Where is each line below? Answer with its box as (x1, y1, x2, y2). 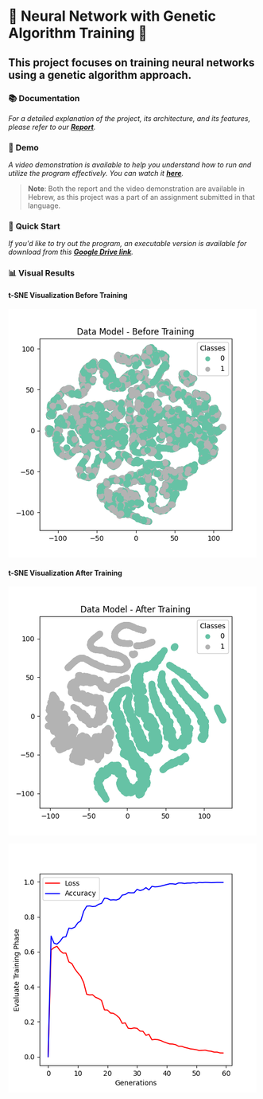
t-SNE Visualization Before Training (8, 290, 128, 299)
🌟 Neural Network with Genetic (8, 7, 216, 25)
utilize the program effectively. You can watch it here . (8, 169, 184, 178)
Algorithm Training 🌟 (8, 24, 148, 42)
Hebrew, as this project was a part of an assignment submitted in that (27, 193, 256, 202)
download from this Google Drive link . (8, 247, 133, 257)
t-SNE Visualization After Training (8, 569, 123, 578)
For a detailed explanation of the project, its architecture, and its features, (8, 113, 251, 123)
